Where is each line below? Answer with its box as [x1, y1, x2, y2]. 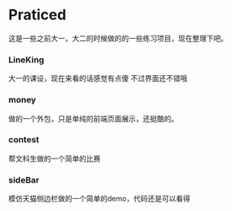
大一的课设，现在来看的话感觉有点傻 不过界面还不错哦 [8, 74, 188, 83]
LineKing [8, 54, 44, 65]
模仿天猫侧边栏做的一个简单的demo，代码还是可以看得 [8, 194, 191, 204]
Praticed [8, 6, 67, 24]
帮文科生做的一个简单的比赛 [8, 154, 101, 163]
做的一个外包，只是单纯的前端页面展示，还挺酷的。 [8, 113, 179, 123]
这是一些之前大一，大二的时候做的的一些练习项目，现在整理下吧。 [8, 33, 228, 43]
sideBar [8, 174, 40, 185]
